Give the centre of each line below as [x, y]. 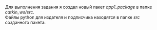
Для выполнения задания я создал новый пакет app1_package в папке [78, 7]
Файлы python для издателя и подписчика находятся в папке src [72, 17]
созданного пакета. [25, 22]
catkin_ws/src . [20, 12]
